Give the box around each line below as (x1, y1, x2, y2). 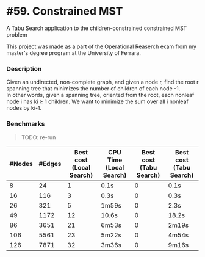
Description (6, 64, 42, 73)
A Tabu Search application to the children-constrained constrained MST (6, 24, 187, 32)
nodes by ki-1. (6, 104, 42, 112)
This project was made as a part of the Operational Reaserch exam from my (6, 43, 197, 50)
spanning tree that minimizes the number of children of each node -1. (6, 85, 181, 92)
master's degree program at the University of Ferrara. (6, 49, 142, 56)
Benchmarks (6, 120, 45, 128)
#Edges (38, 159, 62, 168)
